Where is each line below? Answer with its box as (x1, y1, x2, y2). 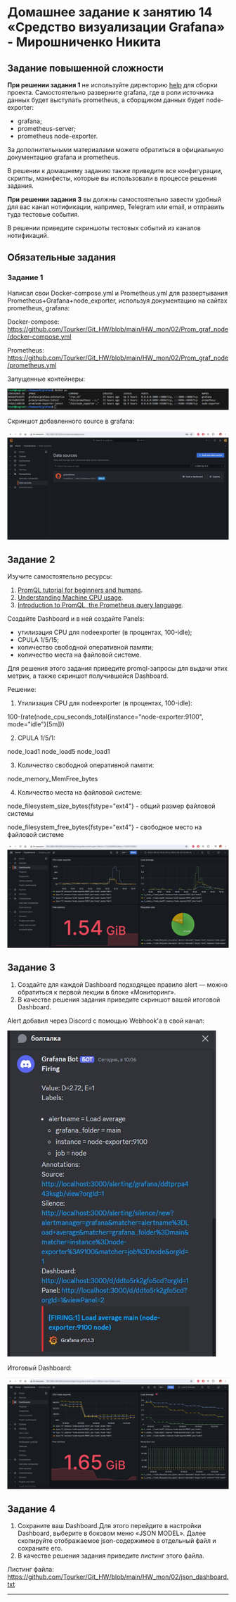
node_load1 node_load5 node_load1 (7, 748, 110, 756)
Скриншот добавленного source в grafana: (7, 417, 135, 425)
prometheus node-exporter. (17, 132, 98, 140)
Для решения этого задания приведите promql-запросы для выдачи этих (7, 664, 228, 673)
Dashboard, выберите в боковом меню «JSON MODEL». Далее (17, 1529, 206, 1538)
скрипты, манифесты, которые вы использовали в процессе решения (7, 174, 218, 182)
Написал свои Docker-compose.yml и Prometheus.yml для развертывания (7, 289, 228, 297)
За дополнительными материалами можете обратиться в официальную (7, 146, 224, 153)
